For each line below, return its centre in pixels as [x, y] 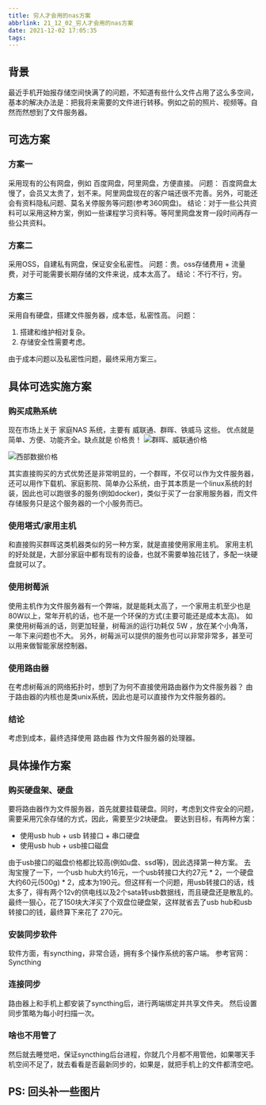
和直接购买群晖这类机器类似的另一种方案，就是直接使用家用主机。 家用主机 [131, 545]
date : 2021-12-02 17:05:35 [53, 30]
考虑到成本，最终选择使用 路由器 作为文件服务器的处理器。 [104, 738]
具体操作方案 [40, 766]
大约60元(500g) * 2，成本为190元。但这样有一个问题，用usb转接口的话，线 [131, 882]
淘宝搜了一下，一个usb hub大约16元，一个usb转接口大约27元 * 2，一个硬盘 [131, 872]
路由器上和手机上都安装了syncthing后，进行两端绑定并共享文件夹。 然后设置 [133, 1003]
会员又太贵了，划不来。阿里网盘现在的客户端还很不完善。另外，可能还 [143, 193]
